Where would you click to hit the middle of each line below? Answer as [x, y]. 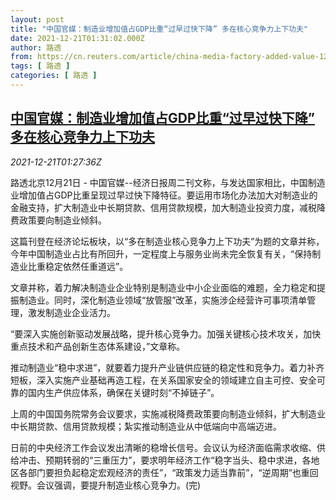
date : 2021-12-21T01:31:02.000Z [77, 38]
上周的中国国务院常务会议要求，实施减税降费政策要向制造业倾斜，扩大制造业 [168, 413]
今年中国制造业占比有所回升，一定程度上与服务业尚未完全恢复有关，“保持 [161, 253]
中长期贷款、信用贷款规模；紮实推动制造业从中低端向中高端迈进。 [146, 426]
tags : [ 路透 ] [40, 66]
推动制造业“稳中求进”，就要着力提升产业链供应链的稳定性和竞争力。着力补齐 [167, 367]
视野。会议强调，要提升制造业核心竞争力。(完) [106, 485]
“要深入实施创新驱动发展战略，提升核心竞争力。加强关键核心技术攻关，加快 [166, 333]
